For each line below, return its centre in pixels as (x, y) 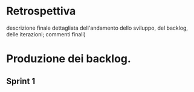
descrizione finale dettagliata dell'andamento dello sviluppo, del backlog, (97, 28)
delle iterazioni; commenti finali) (46, 34)
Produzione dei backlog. (69, 59)
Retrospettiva (41, 11)
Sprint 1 (21, 81)
